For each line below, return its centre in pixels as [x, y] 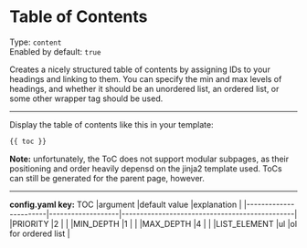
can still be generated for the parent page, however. [107, 178]
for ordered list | [40, 233]
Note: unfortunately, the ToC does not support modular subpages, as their [149, 159]
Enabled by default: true [55, 51]
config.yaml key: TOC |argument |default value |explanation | [126, 204]
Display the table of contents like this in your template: [111, 124]
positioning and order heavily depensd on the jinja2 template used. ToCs [146, 168]
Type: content [36, 42]
